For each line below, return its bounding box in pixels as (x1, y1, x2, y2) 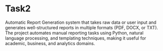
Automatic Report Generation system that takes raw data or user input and (5, 19, 157, 25)
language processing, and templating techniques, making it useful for (5, 35, 147, 41)
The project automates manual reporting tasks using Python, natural (5, 30, 144, 36)
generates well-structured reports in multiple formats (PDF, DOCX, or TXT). (5, 24, 158, 30)
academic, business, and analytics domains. (5, 40, 95, 46)
